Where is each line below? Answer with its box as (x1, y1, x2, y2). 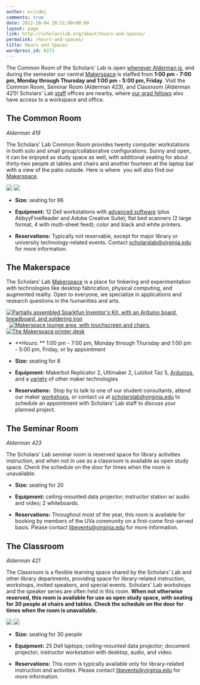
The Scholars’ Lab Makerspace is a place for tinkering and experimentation (6, 278, 191, 285)
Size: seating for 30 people (14, 631, 82, 638)
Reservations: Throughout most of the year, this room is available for (14, 511, 186, 518)
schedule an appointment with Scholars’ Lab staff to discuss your (14, 400, 176, 407)
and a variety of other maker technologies (14, 375, 118, 383)
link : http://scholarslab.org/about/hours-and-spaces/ (6, 31, 146, 37)
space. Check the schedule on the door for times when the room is (6, 464, 171, 471)
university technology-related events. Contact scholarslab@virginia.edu (14, 239, 192, 246)
